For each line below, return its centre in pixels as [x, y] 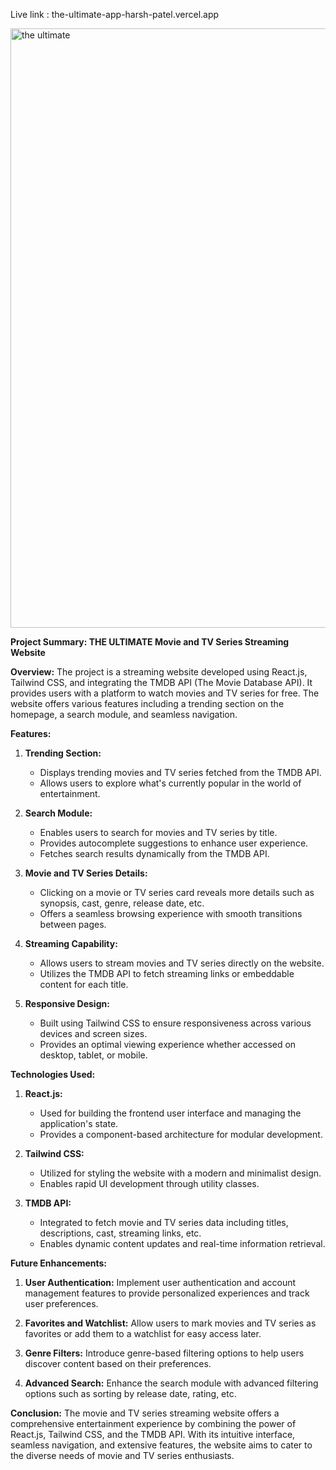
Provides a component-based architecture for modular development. [181, 1134]
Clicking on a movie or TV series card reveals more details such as [177, 892]
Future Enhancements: [59, 1263]
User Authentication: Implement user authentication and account [160, 1282]
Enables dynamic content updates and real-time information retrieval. [182, 1243]
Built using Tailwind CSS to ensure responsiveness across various [175, 1023]
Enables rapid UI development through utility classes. [149, 1183]
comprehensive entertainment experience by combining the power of [153, 1423]
